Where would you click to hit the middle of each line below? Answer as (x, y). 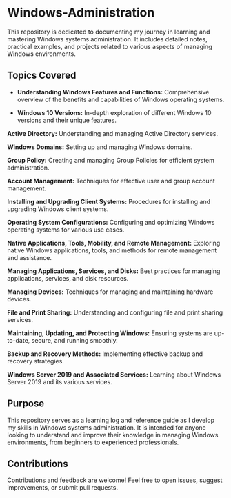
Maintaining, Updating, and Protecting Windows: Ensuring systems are (110, 333)
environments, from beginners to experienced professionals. (93, 442)
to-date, (19, 340)
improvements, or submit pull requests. (63, 488)
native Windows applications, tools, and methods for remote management (112, 250)
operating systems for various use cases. (66, 230)
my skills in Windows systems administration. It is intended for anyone (107, 427)
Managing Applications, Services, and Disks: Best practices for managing (114, 271)
